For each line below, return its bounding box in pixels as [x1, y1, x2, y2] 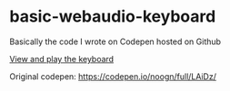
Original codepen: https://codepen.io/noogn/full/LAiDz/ [9, 70, 216, 82]
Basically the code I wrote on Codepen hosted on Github [9, 36, 221, 47]
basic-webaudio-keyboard [9, 6, 216, 27]
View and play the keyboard [9, 53, 115, 64]
